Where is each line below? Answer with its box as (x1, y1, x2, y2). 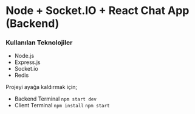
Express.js (14, 59, 41, 66)
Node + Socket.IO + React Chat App (5, 4, 190, 18)
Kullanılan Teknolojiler (5, 38, 73, 47)
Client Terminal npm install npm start (14, 102, 110, 109)
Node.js (14, 52, 35, 60)
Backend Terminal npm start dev (14, 95, 97, 102)
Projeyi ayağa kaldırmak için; (5, 84, 77, 91)
